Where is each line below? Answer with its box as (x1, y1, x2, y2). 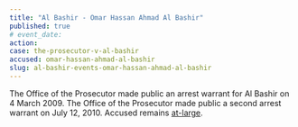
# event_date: (9, 30, 63, 39)
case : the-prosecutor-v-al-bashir (9, 47, 140, 56)
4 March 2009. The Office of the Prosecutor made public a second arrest (9, 97, 282, 108)
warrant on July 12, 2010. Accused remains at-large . (9, 107, 203, 118)
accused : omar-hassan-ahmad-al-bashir (9, 55, 155, 64)
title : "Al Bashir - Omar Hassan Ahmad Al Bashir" (9, 13, 204, 23)
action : (9, 38, 39, 48)
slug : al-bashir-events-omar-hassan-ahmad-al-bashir (9, 64, 212, 73)
